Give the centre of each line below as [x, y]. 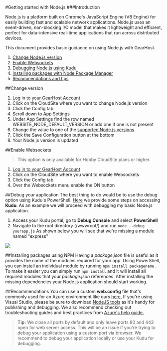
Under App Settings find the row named [53, 119]
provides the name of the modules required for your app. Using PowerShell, [83, 261]
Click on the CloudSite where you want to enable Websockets [76, 175]
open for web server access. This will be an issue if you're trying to [86, 328]
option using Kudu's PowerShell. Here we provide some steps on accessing [83, 200]
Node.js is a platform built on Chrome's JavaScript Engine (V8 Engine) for [81, 17]
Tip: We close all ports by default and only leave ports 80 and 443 [85, 322]
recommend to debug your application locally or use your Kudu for [86, 338]
